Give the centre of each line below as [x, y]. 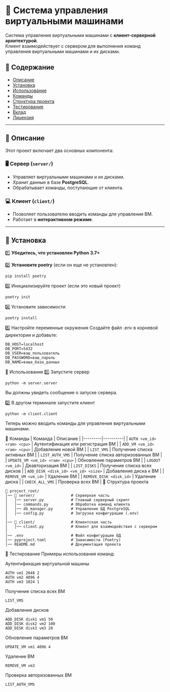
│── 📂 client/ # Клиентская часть [59, 522]
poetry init [18, 297]
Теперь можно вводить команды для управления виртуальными [75, 423]
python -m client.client [31, 414]
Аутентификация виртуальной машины [47, 563]
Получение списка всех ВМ [35, 591]
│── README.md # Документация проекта [63, 544]
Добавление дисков [27, 610]
